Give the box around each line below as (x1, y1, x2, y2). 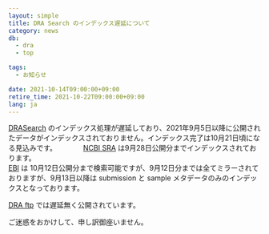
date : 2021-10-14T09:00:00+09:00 (8, 85, 120, 93)
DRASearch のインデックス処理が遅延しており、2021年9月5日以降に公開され (8, 123, 261, 133)
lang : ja (8, 100, 38, 108)
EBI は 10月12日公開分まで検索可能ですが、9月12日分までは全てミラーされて (8, 163, 259, 173)
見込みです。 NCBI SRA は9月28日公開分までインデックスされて (14, 143, 250, 153)
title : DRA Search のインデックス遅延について (8, 19, 151, 27)
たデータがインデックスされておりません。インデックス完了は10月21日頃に (8, 133, 254, 143)
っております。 (35, 184, 84, 193)
